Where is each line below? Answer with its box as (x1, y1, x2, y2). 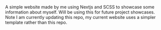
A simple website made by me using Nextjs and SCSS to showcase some (5, 4, 155, 10)
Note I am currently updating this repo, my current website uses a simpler (5, 15, 156, 20)
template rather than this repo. (5, 19, 68, 25)
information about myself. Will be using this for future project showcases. (5, 9, 155, 15)
